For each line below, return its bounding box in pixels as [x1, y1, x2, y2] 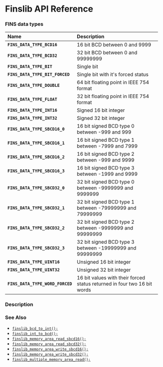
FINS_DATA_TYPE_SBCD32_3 [7, 245, 65, 251]
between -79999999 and [77, 205, 137, 212]
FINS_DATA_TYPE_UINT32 [7, 267, 60, 273]
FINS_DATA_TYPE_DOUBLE [7, 83, 60, 88]
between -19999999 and [77, 245, 137, 251]
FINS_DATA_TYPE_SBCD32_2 [7, 225, 65, 231]
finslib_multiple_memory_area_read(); [12, 357, 91, 362]
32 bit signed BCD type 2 [77, 218, 135, 225]
